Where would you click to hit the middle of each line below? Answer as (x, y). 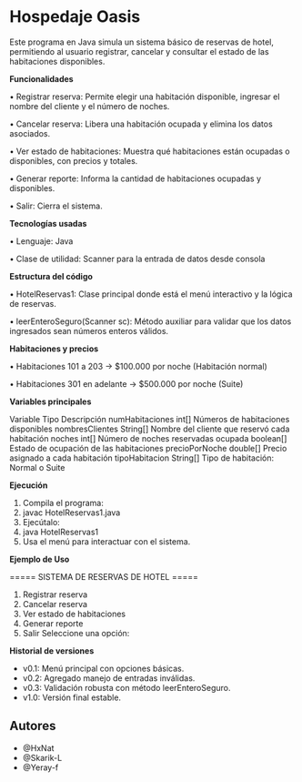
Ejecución (29, 485)
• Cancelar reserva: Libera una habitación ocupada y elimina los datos (141, 124)
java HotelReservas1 (60, 532)
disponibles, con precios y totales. (74, 160)
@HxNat (38, 747)
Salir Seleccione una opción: (76, 633)
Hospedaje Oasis (75, 17)
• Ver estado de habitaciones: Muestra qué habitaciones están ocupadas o (150, 151)
